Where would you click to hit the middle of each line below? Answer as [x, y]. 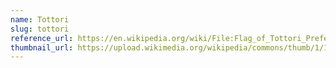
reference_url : [42, 38]
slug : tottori [40, 29]
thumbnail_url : [42, 47]
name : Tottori [40, 19]
